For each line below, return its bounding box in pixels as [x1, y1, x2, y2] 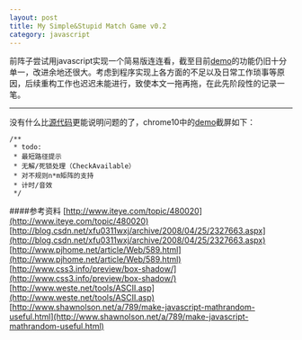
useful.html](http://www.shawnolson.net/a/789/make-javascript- [9, 311, 249, 322]
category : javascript [9, 30, 91, 39]
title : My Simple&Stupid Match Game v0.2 [9, 22, 167, 31]
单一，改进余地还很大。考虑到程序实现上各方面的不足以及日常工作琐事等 [9, 67, 277, 77]
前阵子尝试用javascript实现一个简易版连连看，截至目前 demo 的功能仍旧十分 [9, 56, 288, 67]
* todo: [13, 143, 42, 152]
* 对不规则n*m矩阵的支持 [13, 172, 94, 181]
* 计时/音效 [13, 181, 53, 190]
